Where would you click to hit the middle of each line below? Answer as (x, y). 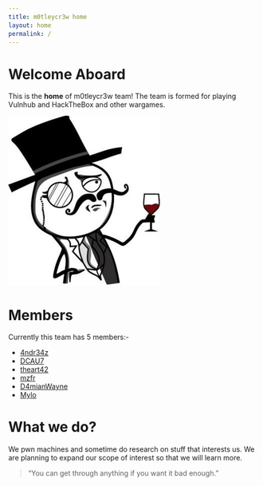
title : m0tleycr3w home (48, 17)
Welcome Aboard (67, 74)
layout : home (30, 25)
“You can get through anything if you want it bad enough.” (123, 473)
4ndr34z (34, 353)
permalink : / (30, 34)
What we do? (53, 427)
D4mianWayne (44, 386)
